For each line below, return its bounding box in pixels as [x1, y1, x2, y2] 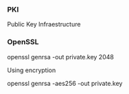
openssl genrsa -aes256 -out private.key [7, 79, 123, 87]
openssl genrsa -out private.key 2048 [7, 52, 115, 61]
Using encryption [7, 66, 56, 74]
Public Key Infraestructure [7, 20, 81, 29]
